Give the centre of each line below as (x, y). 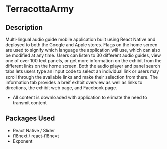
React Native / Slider (34, 130)
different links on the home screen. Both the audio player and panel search (83, 66)
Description (24, 27)
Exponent (22, 141)
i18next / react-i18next (36, 136)
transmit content (30, 103)
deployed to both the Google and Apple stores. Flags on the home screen (81, 45)
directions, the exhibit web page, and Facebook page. (61, 88)
